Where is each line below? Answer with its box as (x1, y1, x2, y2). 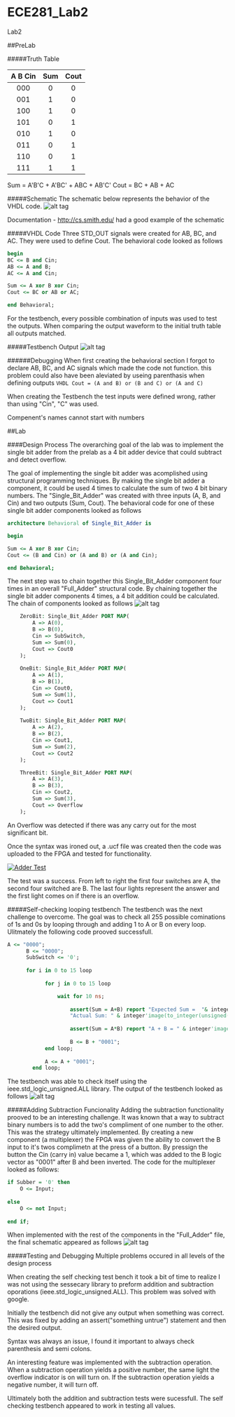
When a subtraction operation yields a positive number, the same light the (7, 1366, 220, 1374)
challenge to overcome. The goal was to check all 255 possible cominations (7, 913, 226, 921)
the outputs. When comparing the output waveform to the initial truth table (7, 322, 222, 330)
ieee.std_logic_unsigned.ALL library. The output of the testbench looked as (7, 1084, 223, 1093)
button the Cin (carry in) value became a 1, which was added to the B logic (7, 1150, 222, 1159)
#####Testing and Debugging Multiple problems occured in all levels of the (7, 1251, 225, 1260)
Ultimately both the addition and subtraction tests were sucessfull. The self (7, 1394, 224, 1403)
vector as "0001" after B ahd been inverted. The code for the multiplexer (7, 1158, 215, 1167)
